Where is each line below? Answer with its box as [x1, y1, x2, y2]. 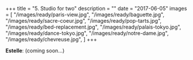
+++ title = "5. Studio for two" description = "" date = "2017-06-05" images [5, 5, 188, 12]
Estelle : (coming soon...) [5, 47, 65, 54]
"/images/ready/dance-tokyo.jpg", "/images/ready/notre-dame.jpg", [5, 30, 169, 37]
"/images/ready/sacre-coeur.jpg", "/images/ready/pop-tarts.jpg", [5, 17, 162, 24]
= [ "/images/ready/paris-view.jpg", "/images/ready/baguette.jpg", [5, 11, 165, 18]
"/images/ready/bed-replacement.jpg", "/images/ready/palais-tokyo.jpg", [5, 23, 182, 30]
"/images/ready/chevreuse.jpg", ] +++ [5, 36, 98, 43]
